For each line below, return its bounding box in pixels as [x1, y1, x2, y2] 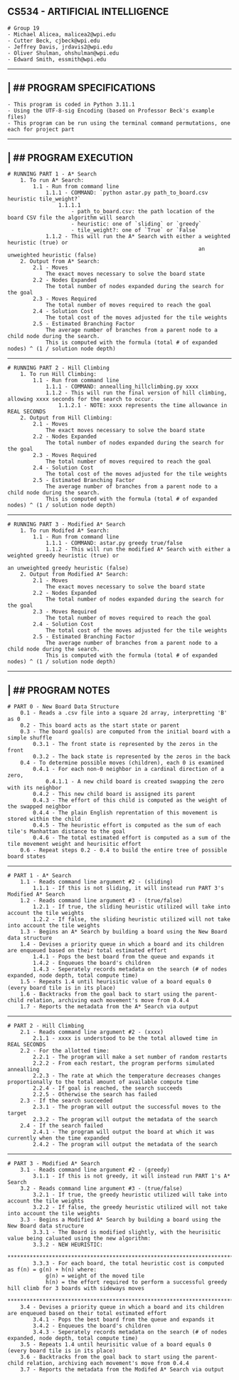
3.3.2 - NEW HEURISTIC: [33, 1241, 103, 1249]
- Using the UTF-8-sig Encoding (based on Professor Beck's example [7, 107, 215, 114]
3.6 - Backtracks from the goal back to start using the [20, 1354, 193, 1361]
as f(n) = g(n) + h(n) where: [7, 1266, 97, 1274]
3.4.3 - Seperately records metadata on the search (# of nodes [33, 1329, 228, 1336]
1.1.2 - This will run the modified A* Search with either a [45, 546, 231, 553]
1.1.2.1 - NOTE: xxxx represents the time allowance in [58, 402, 228, 409]
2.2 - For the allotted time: [20, 1048, 110, 1055]
